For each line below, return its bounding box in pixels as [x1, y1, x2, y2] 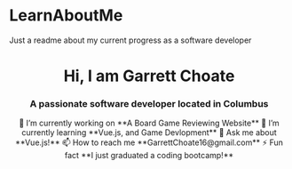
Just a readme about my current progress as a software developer [9, 35, 252, 45]
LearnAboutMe [9, 5, 123, 26]
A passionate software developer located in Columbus [29, 98, 269, 110]
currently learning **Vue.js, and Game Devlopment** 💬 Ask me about [21, 127, 277, 138]
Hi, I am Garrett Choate [63, 66, 235, 86]
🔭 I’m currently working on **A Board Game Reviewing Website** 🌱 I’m [19, 117, 280, 129]
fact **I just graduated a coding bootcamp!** [65, 150, 233, 161]
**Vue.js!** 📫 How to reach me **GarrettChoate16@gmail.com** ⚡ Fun [14, 137, 284, 148]
